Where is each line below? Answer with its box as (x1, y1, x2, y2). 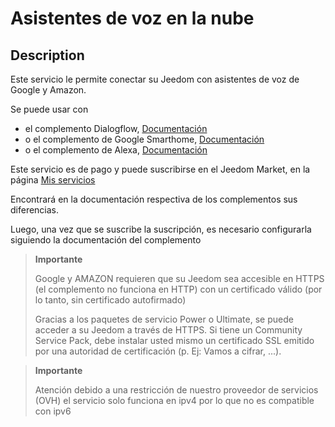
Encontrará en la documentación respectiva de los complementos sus (10, 193, 298, 205)
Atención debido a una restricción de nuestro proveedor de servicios (34, 384, 319, 396)
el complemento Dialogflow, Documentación (24, 123, 208, 134)
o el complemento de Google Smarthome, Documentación (24, 133, 265, 145)
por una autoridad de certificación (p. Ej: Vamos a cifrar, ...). (34, 345, 282, 357)
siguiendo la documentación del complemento (10, 234, 202, 246)
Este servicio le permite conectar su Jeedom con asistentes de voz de (10, 73, 300, 85)
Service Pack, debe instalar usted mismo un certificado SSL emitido (34, 335, 315, 346)
